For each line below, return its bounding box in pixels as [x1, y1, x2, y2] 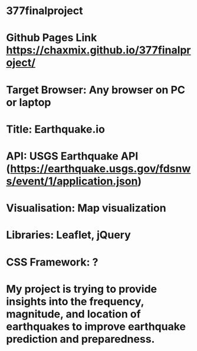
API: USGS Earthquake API [6, 149, 139, 163]
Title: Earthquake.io [6, 122, 105, 136]
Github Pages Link [6, 31, 97, 45]
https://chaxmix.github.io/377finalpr [6, 44, 191, 57]
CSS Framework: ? [6, 255, 98, 269]
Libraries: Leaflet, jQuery [6, 229, 131, 242]
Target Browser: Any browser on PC [6, 83, 186, 97]
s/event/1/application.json [6, 174, 138, 188]
